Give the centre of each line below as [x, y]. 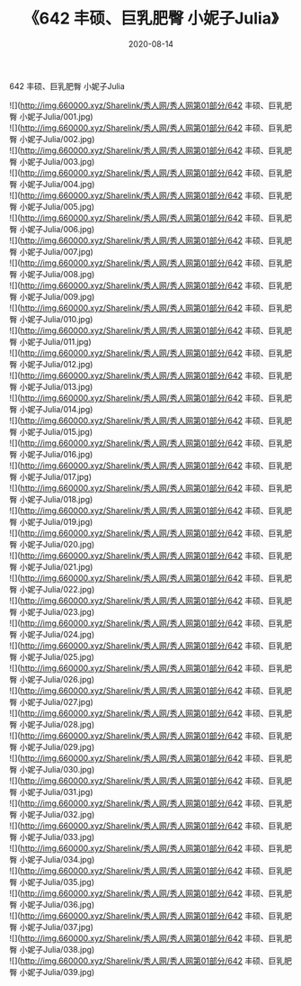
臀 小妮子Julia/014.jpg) [51, 409]
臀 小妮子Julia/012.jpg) [51, 364]
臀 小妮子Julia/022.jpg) [52, 589]
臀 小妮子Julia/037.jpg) [52, 927]
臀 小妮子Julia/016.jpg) [51, 454]
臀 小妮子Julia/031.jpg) [51, 792]
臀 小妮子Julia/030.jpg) [52, 769]
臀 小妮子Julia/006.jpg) [52, 229]
